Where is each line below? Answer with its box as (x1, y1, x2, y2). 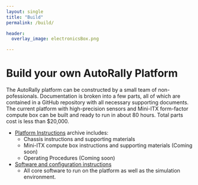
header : (6, 30, 25, 36)
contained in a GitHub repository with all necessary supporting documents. (6, 99, 189, 106)
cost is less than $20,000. (6, 118, 70, 125)
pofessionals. (6, 92, 39, 100)
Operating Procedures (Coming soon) (23, 155, 115, 162)
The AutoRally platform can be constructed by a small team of (6, 87, 157, 94)
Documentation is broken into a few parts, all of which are (40, 92, 181, 100)
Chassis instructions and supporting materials (23, 136, 135, 143)
